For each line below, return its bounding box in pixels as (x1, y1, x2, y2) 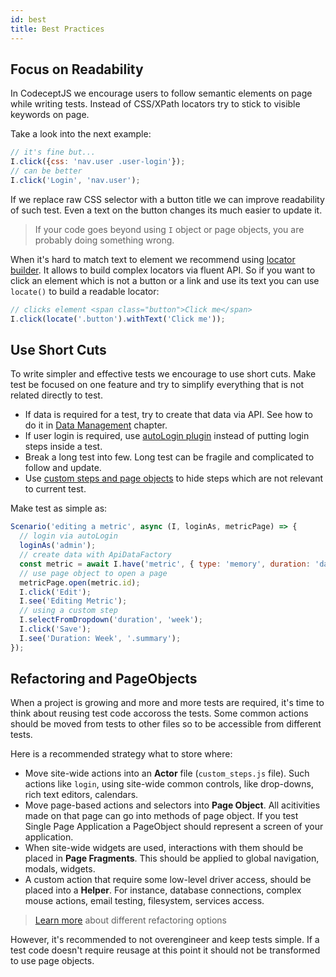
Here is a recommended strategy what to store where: (10, 748, 233, 760)
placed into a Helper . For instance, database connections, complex (24, 884, 302, 896)
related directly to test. (10, 389, 103, 401)
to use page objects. (10, 955, 95, 967)
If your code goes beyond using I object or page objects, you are (34, 223, 305, 235)
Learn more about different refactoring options (34, 914, 227, 926)
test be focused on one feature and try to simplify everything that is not (10, 379, 305, 391)
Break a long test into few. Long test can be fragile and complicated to (24, 451, 315, 463)
